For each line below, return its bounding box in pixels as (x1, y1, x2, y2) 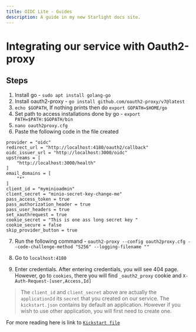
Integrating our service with (6, 40, 145, 53)
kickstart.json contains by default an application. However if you (20, 301, 181, 308)
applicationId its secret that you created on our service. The (20, 295, 170, 302)
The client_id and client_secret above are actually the (20, 288, 157, 295)
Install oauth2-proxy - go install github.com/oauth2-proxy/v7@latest (14, 97, 185, 105)
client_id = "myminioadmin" (6, 185, 75, 192)
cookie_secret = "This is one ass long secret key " (6, 217, 138, 223)
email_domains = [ (6, 170, 51, 176)
